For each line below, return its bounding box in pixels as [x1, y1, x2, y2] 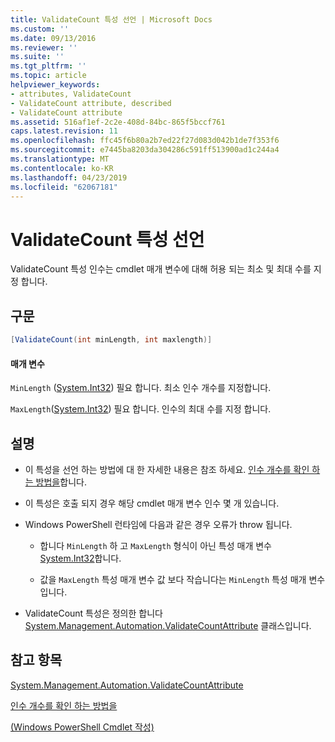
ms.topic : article [10, 71, 87, 81]
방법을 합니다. [35, 476, 87, 488]
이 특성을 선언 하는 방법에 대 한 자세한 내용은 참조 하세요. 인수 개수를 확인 [24, 464, 310, 476]
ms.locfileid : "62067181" [10, 182, 118, 192]
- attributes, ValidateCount [10, 89, 132, 99]
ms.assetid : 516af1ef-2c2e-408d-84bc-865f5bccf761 [10, 117, 226, 127]
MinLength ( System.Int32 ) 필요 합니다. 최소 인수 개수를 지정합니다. [10, 382, 272, 394]
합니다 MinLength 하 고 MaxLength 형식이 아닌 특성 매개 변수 [39, 540, 272, 552]
